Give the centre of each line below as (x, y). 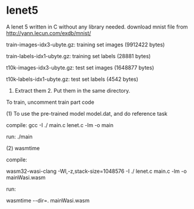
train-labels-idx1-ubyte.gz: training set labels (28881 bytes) (79, 56)
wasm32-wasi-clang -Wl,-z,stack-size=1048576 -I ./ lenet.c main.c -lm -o (96, 171)
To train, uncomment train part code (50, 102)
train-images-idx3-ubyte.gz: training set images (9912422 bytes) (85, 45)
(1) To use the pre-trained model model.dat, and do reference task (87, 113)
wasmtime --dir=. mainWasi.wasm (48, 200)
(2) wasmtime (23, 148)
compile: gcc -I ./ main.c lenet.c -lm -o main (60, 125)
